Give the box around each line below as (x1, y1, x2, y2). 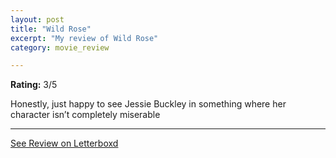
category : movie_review (10, 42, 110, 53)
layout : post (10, 14, 65, 25)
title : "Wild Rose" (10, 24, 92, 34)
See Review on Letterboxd (10, 137, 119, 150)
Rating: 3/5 (10, 79, 58, 91)
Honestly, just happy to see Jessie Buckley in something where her (10, 98, 287, 110)
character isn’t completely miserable (10, 109, 161, 121)
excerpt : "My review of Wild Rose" (10, 33, 159, 43)
